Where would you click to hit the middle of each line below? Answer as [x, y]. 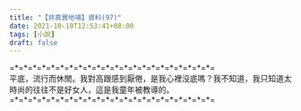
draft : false [34, 43]
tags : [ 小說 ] [32, 34]
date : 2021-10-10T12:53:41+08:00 [72, 26]
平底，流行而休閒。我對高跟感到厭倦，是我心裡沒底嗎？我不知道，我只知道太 [150, 79]
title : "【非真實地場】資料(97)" [66, 17]
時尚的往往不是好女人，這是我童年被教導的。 [92, 90]
